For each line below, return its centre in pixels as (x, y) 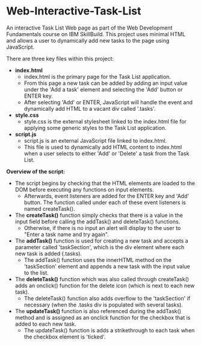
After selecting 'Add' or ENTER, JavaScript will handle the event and (108, 102)
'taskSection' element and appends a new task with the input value (107, 266)
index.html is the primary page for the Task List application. (97, 76)
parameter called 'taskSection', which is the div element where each (100, 247)
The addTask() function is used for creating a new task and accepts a (101, 241)
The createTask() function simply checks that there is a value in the (99, 215)
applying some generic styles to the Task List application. (95, 128)
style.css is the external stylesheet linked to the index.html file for (105, 121)
